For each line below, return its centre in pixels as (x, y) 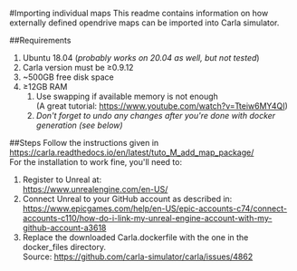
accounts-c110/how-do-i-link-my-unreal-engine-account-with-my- (147, 218)
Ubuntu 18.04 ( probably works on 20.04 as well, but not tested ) (141, 58)
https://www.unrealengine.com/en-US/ (95, 189)
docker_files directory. (64, 247)
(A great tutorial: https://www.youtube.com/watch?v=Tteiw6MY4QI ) (162, 106)
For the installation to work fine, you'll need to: (96, 162)
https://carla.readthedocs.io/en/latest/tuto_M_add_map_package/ (132, 152)
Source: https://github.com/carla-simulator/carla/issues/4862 (138, 256)
